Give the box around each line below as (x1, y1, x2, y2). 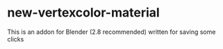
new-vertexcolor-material (7, 5, 160, 21)
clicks (7, 35, 24, 43)
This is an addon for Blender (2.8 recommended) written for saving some (7, 28, 216, 36)
